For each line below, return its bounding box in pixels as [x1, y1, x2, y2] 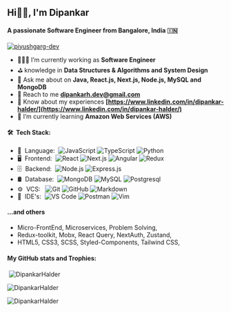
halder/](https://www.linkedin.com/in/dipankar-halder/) [17, 104, 183, 113]
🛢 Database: [17, 174, 54, 183]
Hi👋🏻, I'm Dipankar [7, 7, 90, 19]
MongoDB [17, 82, 47, 91]
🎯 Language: [17, 146, 55, 154]
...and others [7, 208, 46, 217]
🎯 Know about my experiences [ [17, 98, 109, 106]
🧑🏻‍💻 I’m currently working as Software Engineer [17, 55, 156, 64]
